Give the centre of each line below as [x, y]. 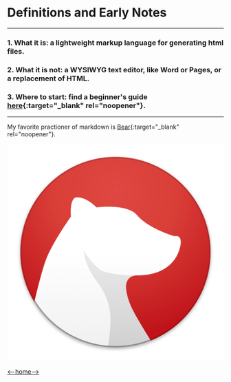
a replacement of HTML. [48, 78]
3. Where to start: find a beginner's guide [77, 96]
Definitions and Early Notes [87, 13]
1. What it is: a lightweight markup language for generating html [115, 43]
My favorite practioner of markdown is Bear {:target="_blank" [93, 127]
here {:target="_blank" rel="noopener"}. [76, 105]
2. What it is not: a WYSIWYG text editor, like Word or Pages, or [114, 70]
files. [16, 51]
